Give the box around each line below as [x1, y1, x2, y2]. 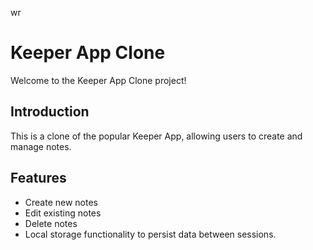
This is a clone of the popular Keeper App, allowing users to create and [10, 130, 303, 142]
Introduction [10, 103, 90, 121]
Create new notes [24, 196, 99, 208]
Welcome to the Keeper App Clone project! [10, 74, 187, 86]
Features [10, 170, 67, 187]
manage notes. [10, 140, 72, 152]
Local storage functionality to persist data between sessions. [24, 228, 277, 240]
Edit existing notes [24, 207, 102, 219]
